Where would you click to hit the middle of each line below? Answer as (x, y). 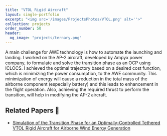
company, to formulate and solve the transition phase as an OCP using (78, 63)
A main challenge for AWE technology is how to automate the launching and (83, 52)
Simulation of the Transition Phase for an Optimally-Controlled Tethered (86, 122)
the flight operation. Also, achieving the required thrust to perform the (77, 89)
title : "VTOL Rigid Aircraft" (37, 10)
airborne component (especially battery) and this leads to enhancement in (82, 84)
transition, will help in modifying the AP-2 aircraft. (56, 95)
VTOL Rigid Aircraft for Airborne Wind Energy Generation (71, 128)
